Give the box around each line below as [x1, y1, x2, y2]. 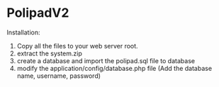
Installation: [6, 28, 40, 36]
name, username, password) [16, 72, 101, 80]
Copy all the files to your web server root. [16, 41, 139, 50]
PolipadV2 [6, 5, 69, 21]
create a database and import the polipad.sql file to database [16, 56, 196, 65]
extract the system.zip [16, 49, 82, 58]
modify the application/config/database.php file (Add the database [16, 64, 213, 72]
